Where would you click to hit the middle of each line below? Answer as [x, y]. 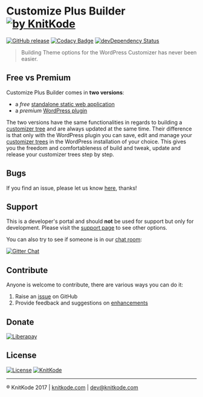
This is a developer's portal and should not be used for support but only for [100, 221]
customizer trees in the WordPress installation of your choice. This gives [96, 141]
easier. [29, 59]
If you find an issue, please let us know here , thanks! [72, 188]
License [21, 356]
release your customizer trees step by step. [60, 154]
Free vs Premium [39, 78]
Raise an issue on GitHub [46, 297]
